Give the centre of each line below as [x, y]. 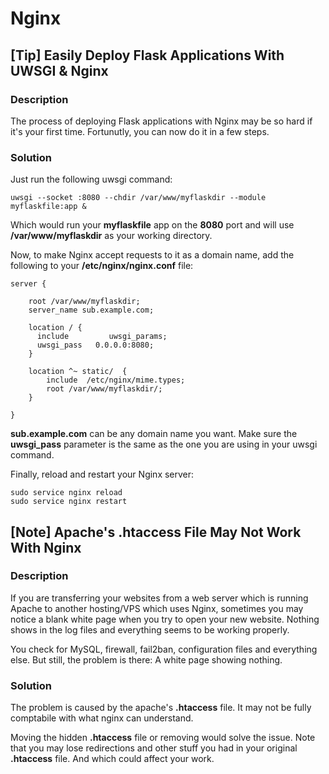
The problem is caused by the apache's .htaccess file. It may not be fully [161, 708]
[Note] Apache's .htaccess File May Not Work [156, 532]
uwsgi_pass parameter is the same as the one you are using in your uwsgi [164, 444]
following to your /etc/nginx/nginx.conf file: [102, 266]
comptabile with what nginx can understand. [102, 718]
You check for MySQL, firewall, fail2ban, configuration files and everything [164, 649]
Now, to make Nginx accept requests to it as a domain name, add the [152, 255]
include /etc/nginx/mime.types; [116, 380]
